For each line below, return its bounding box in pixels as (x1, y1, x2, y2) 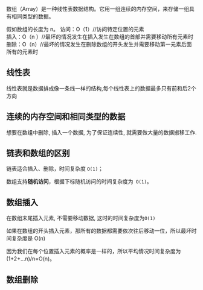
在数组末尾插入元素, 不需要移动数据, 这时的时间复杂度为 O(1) (6, 215, 156, 222)
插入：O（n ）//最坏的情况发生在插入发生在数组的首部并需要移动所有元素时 (6, 33, 194, 40)
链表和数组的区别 (6, 148, 70, 159)
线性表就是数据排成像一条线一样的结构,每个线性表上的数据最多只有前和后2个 (6, 84, 196, 92)
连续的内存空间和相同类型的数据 (6, 112, 126, 122)
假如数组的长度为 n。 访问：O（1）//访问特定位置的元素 (6, 26, 144, 33)
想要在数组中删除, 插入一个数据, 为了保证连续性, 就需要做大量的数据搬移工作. (6, 128, 197, 136)
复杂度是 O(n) (11, 235, 46, 242)
